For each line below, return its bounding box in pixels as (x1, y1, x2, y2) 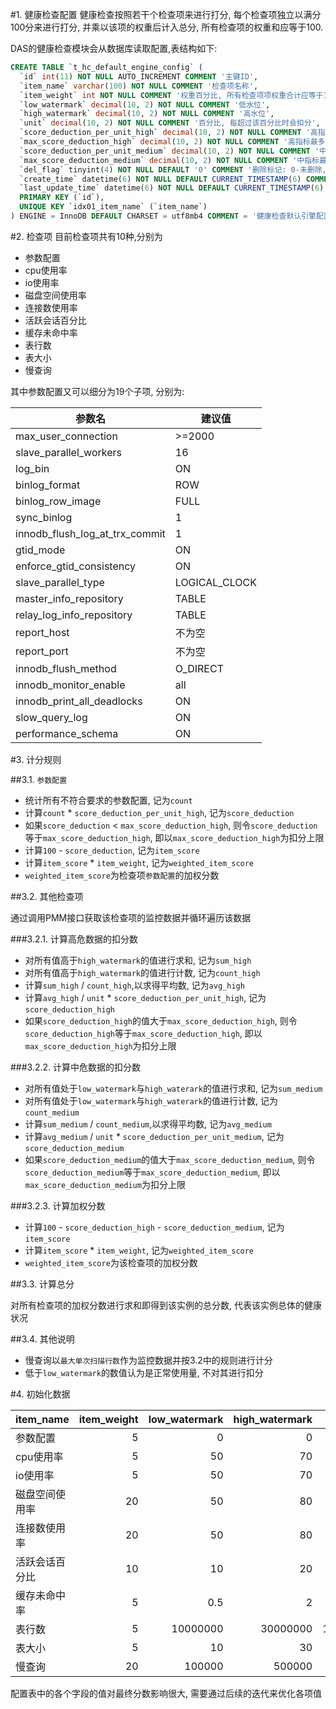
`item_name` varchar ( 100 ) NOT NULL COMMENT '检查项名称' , (19, 81, 259, 91)
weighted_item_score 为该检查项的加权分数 (24, 1256, 198, 1268)
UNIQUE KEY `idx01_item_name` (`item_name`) (19, 202, 208, 212)
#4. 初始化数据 (10, 1388, 71, 1400)
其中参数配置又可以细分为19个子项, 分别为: (10, 385, 185, 397)
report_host (15, 625, 70, 639)
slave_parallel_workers (15, 445, 122, 459)
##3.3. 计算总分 (10, 1278, 75, 1290)
